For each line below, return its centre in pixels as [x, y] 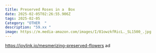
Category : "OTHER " [26, 23]
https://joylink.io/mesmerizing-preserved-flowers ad [58, 46]
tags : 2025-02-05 [23, 18]
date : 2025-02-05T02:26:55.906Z [38, 14]
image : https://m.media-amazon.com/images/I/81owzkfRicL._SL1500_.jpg [78, 32]
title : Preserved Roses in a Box [40, 9]
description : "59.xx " [28, 27]
